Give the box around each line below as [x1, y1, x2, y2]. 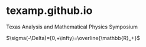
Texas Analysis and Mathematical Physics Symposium [6, 23, 138, 30]
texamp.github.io [6, 4, 93, 17]
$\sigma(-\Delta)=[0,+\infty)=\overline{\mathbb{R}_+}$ [6, 34, 141, 41]
